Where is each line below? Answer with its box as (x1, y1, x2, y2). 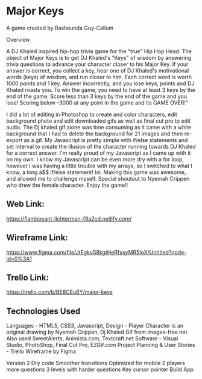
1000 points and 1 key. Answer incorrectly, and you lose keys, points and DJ (6, 80, 195, 87)
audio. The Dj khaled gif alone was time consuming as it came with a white (6, 123, 192, 131)
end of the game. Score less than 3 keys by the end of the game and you (6, 92, 188, 100)
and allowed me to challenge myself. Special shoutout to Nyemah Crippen (6, 175, 190, 182)
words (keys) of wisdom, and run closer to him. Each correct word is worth (6, 73, 192, 80)
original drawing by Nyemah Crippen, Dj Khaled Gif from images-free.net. (6, 328, 189, 336)
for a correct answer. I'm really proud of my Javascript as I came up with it (6, 149, 191, 157)
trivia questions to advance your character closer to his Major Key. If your (6, 60, 189, 68)
